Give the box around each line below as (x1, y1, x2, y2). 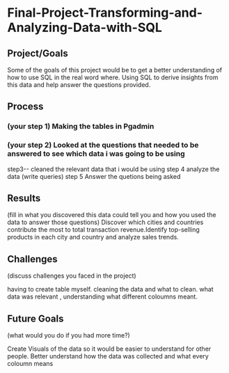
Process (7, 101, 44, 113)
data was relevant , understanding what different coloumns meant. (7, 292, 198, 301)
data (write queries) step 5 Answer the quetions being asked (7, 172, 181, 180)
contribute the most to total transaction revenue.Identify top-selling (7, 225, 200, 234)
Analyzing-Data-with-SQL (7, 19, 162, 35)
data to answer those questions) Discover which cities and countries (7, 218, 204, 227)
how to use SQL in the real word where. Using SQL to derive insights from (7, 73, 219, 81)
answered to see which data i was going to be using (7, 149, 186, 159)
